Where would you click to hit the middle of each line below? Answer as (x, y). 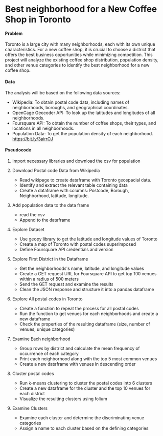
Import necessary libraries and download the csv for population (76, 161)
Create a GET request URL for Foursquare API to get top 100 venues (88, 273)
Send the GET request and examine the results (66, 284)
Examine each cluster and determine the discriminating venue (82, 418)
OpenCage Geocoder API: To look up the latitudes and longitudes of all (83, 113)
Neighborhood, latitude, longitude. (54, 196)
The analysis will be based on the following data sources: (63, 92)
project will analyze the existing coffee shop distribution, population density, (82, 60)
